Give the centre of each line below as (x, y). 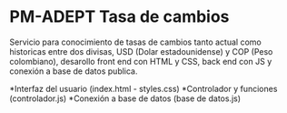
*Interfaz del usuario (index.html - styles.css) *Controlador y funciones (143, 88)
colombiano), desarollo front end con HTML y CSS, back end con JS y (141, 61)
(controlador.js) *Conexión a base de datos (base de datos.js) (125, 98)
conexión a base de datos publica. (74, 71)
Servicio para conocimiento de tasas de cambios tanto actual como (135, 42)
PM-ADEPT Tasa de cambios (119, 17)
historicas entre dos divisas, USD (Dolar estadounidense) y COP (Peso (141, 51)
